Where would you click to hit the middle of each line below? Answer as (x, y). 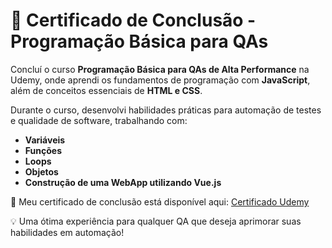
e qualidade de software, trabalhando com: (99, 120)
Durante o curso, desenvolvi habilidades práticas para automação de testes (166, 110)
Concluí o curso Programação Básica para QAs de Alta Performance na (160, 69)
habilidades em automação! (67, 232)
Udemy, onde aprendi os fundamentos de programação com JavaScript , (160, 80)
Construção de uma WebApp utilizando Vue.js (123, 182)
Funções (43, 150)
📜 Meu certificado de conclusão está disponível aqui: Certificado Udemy (160, 201)
